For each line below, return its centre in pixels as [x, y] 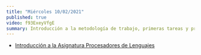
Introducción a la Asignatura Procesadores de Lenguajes [85, 45]
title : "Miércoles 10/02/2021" [45, 12]
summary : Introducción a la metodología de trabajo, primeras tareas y [97, 28]
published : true [26, 17]
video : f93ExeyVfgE [31, 23]
